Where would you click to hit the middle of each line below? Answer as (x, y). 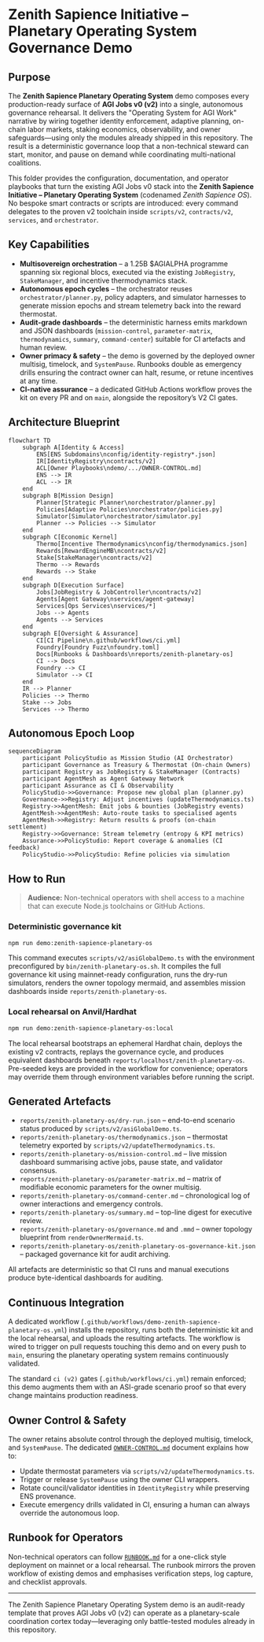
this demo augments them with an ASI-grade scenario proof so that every (127, 1387)
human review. (43, 347)
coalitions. (25, 163)
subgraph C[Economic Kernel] (70, 537)
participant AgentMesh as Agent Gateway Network (103, 779)
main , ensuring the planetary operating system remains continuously (119, 1355)
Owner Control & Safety (68, 1420)
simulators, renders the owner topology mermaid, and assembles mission (127, 983)
